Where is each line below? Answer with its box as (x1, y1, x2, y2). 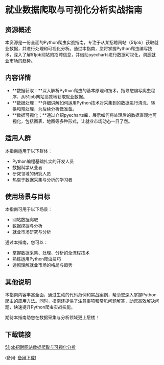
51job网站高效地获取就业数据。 (25, 94, 88, 100)
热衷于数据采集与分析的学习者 (12, 177, 72, 182)
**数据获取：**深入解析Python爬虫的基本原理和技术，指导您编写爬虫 (12, 87, 151, 93)
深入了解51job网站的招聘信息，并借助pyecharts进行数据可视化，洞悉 (13, 52, 152, 57)
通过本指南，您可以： (5, 239, 48, 245)
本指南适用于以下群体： (5, 148, 52, 154)
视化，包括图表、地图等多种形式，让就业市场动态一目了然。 (12, 118, 133, 124)
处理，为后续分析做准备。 (25, 106, 77, 112)
